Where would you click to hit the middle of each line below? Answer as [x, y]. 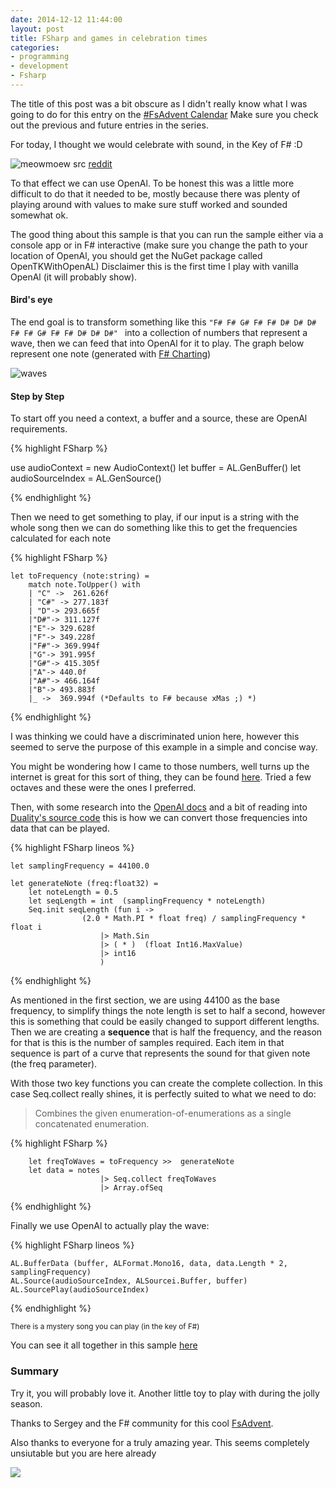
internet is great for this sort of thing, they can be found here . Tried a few [161, 777]
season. [26, 1403]
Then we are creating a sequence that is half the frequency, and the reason [166, 1032]
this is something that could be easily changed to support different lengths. [165, 1022]
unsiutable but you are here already [83, 1453]
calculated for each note [61, 538]
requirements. [39, 429]
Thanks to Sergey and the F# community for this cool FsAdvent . [142, 1423]
